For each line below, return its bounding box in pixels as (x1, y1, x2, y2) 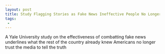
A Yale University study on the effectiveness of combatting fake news (5, 34, 146, 40)
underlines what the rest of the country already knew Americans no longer (5, 39, 156, 45)
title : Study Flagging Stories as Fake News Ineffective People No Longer (5, 12, 162, 17)
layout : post (5, 7, 32, 12)
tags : (5, 16, 16, 21)
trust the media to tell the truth (5, 44, 67, 50)
